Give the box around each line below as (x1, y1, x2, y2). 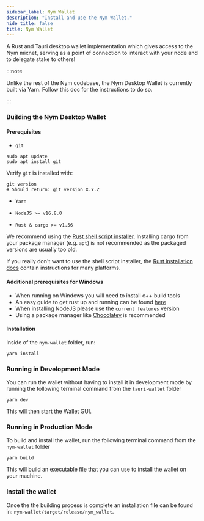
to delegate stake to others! (6, 56, 76, 63)
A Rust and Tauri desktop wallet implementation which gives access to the (6, 43, 194, 50)
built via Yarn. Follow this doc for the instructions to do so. (6, 86, 153, 93)
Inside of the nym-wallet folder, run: (6, 338, 96, 346)
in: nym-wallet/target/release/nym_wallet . (6, 508, 114, 515)
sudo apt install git (6, 159, 62, 165)
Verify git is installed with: (6, 169, 73, 177)
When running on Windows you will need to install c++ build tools (15, 291, 180, 299)
